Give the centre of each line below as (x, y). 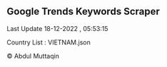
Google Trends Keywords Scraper (83, 12)
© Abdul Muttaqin (33, 56)
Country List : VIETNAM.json (49, 42)
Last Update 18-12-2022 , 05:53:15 (57, 28)
